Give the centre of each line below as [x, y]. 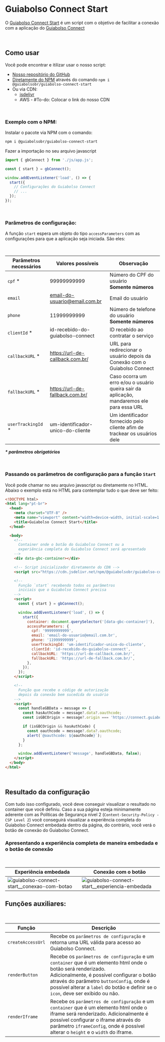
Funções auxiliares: [36, 904]
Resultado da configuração [47, 792]
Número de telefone [133, 310]
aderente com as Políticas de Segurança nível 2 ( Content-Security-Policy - [82, 814]
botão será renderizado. [78, 969]
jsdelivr [27, 94]
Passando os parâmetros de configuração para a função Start [81, 474]
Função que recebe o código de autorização [63, 690]
